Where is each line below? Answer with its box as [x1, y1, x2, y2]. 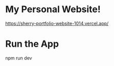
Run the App [5, 38, 59, 50]
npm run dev [5, 55, 32, 61]
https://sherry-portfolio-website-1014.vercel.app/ [5, 20, 109, 26]
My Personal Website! [5, 4, 101, 15]
